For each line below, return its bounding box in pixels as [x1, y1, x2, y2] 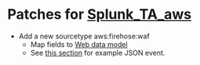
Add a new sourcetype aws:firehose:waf [18, 31, 150, 41]
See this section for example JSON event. [30, 48, 165, 57]
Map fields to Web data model [30, 39, 128, 49]
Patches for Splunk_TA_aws [7, 5, 192, 23]
